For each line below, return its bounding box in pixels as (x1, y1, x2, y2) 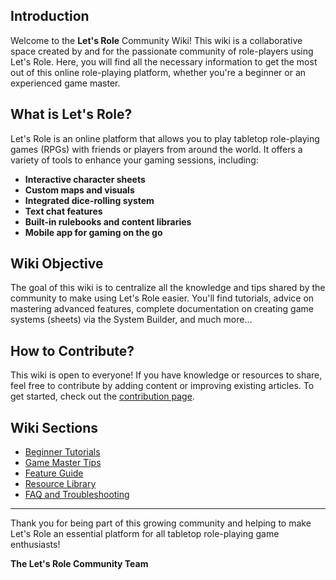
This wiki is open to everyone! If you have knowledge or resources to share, (10, 369, 323, 381)
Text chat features (24, 205, 103, 217)
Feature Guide (24, 467, 84, 479)
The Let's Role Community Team (10, 558, 149, 570)
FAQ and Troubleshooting (24, 489, 130, 501)
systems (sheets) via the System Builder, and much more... (10, 314, 253, 326)
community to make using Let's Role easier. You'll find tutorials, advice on (10, 292, 315, 304)
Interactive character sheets (24, 173, 146, 185)
